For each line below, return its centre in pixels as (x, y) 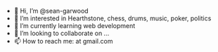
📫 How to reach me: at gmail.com (63, 41)
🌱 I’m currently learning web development (75, 26)
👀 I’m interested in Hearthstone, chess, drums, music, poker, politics (113, 18)
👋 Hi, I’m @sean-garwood (51, 11)
